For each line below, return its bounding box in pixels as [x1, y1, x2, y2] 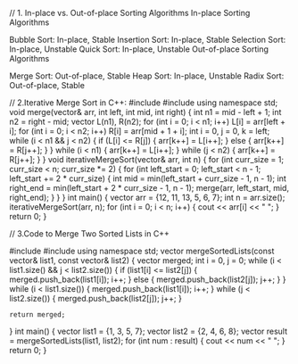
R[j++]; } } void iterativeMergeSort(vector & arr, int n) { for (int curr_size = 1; [9, 154, 284, 164]
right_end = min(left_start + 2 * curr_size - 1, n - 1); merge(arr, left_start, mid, [9, 183, 290, 193]
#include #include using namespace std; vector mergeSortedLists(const [9, 245, 275, 256]
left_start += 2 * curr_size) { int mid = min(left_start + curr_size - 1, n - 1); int [9, 173, 287, 184]
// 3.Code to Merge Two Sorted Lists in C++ [9, 228, 170, 239]
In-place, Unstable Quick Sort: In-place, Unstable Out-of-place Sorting [9, 44, 269, 54]
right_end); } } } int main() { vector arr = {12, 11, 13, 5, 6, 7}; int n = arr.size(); [9, 192, 286, 203]
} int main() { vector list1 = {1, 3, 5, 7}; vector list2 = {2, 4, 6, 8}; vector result [9, 326, 288, 336]
